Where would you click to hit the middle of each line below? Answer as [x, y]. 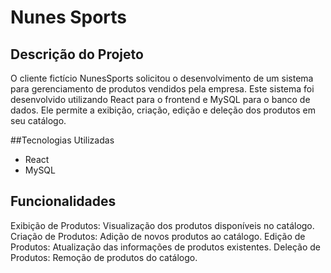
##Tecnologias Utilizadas [62, 140]
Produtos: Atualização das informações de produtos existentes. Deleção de [166, 247]
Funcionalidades [63, 201]
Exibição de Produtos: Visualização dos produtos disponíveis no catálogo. [162, 225]
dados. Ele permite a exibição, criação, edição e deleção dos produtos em [163, 110]
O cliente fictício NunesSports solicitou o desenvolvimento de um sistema [162, 78]
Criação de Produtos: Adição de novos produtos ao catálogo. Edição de [158, 236]
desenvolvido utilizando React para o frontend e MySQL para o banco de [160, 99]
